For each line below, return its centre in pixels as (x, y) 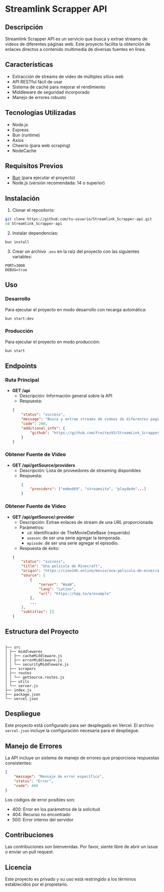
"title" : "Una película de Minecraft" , (62, 566)
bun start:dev (20, 319)
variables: (22, 256)
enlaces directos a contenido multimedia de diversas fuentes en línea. (76, 49)
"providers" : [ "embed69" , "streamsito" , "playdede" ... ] (88, 489)
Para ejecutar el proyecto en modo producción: (53, 342)
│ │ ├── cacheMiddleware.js (34, 656)
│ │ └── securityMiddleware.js (37, 664)
